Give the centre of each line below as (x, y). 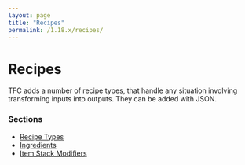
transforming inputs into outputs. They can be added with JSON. (113, 99)
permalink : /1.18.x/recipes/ (56, 30)
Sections (26, 119)
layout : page (29, 15)
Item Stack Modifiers (53, 153)
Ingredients (38, 145)
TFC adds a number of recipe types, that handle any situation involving (123, 90)
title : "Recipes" (37, 23)
